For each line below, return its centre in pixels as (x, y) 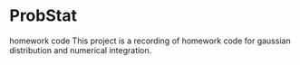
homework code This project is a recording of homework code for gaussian (150, 41)
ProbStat (43, 16)
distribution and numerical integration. (81, 50)
